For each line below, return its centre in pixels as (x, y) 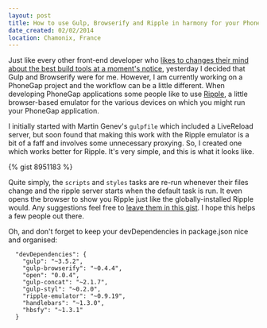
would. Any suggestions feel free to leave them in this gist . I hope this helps (132, 208)
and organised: (33, 240)
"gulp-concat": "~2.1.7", (66, 283)
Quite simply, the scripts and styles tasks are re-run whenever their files (128, 183)
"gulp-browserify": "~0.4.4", (73, 268)
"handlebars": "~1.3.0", (64, 303)
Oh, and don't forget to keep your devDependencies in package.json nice (128, 232)
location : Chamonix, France (55, 38)
